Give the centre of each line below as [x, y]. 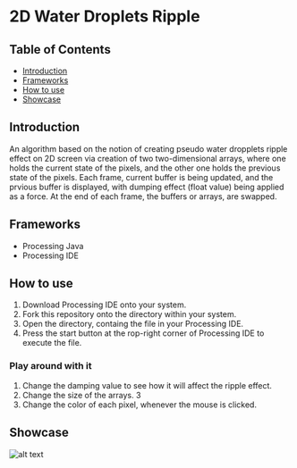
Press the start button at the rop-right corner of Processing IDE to [143, 333]
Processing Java [53, 246]
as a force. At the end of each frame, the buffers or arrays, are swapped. [143, 196]
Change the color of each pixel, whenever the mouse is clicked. [140, 405]
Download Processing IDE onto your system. [104, 305]
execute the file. [52, 343]
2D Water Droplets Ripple [105, 17]
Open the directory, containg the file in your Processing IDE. [133, 324]
